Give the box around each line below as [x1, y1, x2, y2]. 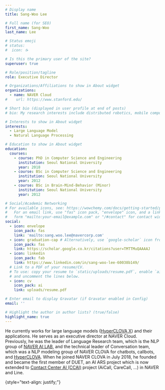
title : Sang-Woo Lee [5, 12, 48, 17]
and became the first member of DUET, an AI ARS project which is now [5, 359, 149, 365]
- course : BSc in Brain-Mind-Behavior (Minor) [14, 183, 111, 188]
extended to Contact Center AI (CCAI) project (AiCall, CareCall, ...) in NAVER [5, 364, 159, 370]
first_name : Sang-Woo [5, 25, 50, 30]
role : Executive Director [5, 75, 58, 79]
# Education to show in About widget [5, 142, 82, 147]
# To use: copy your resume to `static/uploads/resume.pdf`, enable [9, 269, 153, 274]
